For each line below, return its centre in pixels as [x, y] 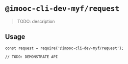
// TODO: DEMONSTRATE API [31, 57]
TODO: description [36, 21]
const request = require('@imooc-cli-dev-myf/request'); [64, 48]
